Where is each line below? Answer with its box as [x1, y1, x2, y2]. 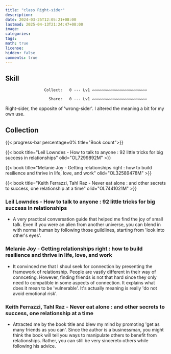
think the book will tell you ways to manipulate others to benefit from [12, 332, 157, 338]
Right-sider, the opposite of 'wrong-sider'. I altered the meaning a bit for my [5, 105, 164, 112]
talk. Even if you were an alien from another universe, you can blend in [12, 222, 161, 228]
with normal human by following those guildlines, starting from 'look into [12, 227, 165, 233]
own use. [5, 111, 25, 117]
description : [5, 12, 33, 17]
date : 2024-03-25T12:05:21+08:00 [5, 17, 77, 22]
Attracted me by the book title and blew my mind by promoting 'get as [12, 321, 160, 327]
